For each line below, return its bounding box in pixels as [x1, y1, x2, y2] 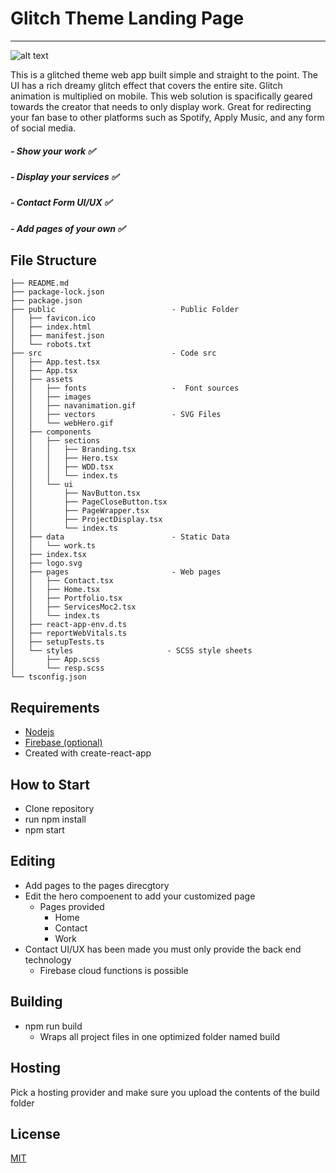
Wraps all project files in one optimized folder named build [39, 1030, 280, 1042]
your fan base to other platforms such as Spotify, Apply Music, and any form [10, 111, 325, 123]
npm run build [24, 1020, 83, 1032]
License [10, 1125, 61, 1142]
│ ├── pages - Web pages [10, 567, 222, 577]
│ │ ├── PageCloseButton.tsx [10, 497, 168, 507]
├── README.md [10, 278, 70, 289]
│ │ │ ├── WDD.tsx [10, 462, 114, 472]
